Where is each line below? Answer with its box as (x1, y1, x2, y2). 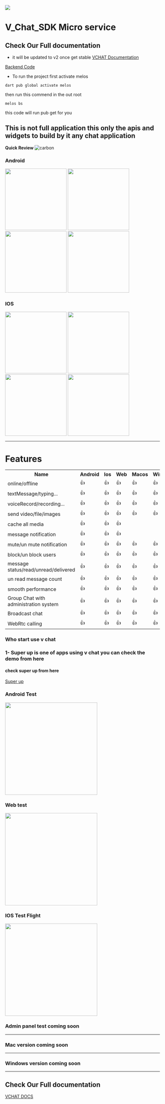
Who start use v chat (5, 636, 56, 643)
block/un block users (7, 551, 56, 558)
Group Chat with (7, 595, 46, 602)
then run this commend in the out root (5, 92, 82, 98)
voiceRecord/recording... (7, 500, 65, 507)
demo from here (5, 655, 44, 662)
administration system (7, 601, 59, 608)
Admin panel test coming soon (5, 1023, 80, 1030)
